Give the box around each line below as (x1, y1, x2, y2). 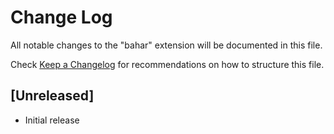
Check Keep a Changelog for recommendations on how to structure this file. (10, 58, 325, 70)
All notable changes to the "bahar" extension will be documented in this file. (10, 39, 323, 51)
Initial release (24, 114, 80, 126)
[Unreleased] (10, 87, 95, 105)
